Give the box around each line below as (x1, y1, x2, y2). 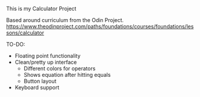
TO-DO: (6, 41, 26, 48)
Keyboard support (14, 84, 60, 91)
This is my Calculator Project (6, 5, 77, 12)
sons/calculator (6, 29, 45, 36)
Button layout (23, 77, 57, 85)
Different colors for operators (23, 65, 96, 72)
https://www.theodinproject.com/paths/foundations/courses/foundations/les (6, 23, 194, 30)
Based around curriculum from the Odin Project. (6, 17, 124, 23)
